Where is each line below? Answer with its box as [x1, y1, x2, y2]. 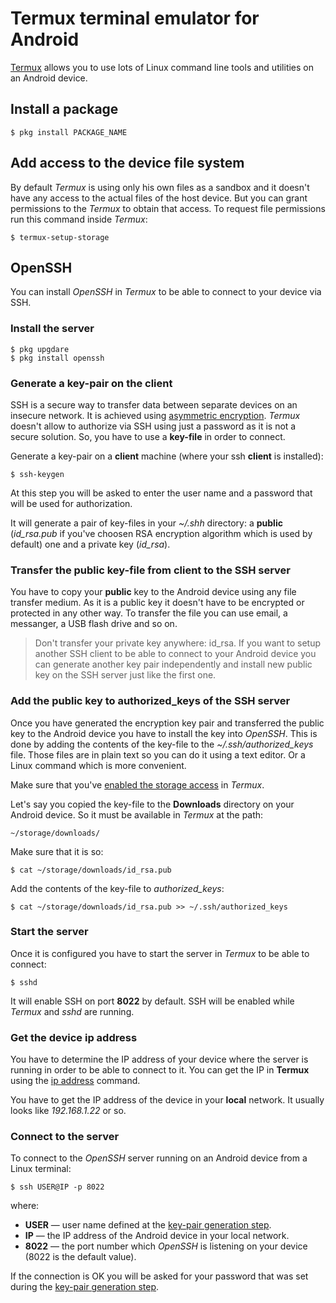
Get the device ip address [10, 1030, 138, 1044]
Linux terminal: [10, 1163, 72, 1175]
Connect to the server [10, 1130, 120, 1144]
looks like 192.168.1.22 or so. [10, 1105, 127, 1117]
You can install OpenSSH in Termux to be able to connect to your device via [10, 286, 322, 298]
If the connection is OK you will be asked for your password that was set [10, 1270, 309, 1282]
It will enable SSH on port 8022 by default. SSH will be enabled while [10, 995, 295, 1007]
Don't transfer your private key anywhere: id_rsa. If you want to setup [34, 637, 322, 649]
